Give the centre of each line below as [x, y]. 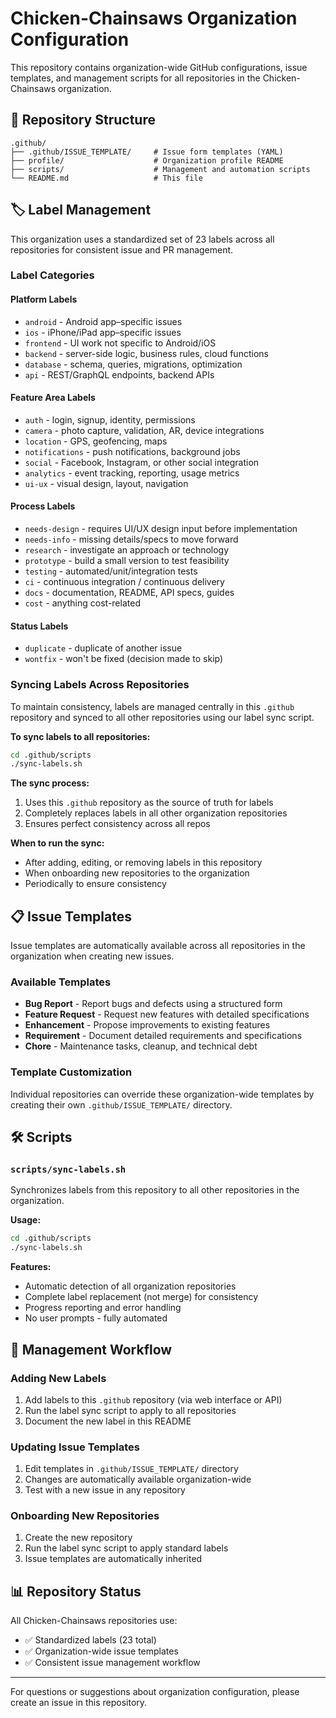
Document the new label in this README [108, 1421]
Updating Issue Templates [75, 1447]
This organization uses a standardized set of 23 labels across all [142, 239]
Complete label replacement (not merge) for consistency [141, 1297]
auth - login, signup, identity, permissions [110, 419]
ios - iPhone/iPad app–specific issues [103, 332]
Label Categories [52, 275]
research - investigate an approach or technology [127, 550]
